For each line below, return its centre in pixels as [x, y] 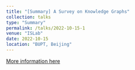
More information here [33, 61]
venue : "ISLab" [25, 34]
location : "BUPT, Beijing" [39, 45]
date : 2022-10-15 [27, 39]
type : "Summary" [26, 22]
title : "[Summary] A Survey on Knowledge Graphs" [68, 11]
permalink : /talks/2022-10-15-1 [45, 28]
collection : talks [28, 17]
